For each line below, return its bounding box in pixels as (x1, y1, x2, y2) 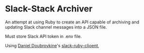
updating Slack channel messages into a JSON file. (5, 24, 107, 30)
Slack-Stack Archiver (5, 3, 93, 14)
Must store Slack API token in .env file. (5, 33, 82, 39)
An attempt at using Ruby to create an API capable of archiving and (5, 19, 140, 25)
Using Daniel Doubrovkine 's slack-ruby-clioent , (5, 42, 99, 48)
